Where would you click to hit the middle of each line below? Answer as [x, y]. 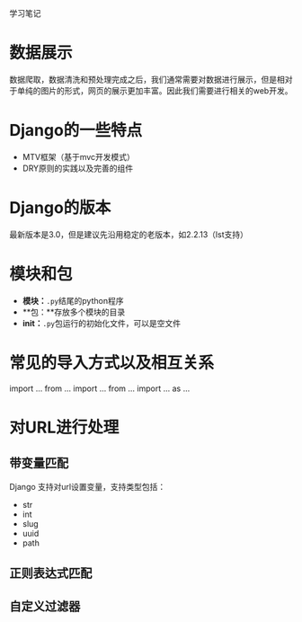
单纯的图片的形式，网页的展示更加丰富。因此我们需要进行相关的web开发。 [155, 90]
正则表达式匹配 [51, 573]
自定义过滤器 [45, 606]
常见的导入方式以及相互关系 [112, 363]
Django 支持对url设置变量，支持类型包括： [88, 486]
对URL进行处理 [64, 427]
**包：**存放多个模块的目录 [74, 312]
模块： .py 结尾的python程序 [73, 300]
